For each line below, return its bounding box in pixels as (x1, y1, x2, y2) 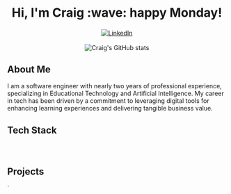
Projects (7, 165, 45, 177)
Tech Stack (7, 124, 57, 136)
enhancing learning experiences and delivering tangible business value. (7, 104, 214, 113)
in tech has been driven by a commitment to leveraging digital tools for (7, 97, 210, 105)
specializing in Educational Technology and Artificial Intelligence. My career (7, 89, 225, 98)
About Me (7, 64, 51, 75)
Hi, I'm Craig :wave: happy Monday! (11, 5, 223, 21)
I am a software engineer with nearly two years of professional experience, (7, 82, 223, 90)
